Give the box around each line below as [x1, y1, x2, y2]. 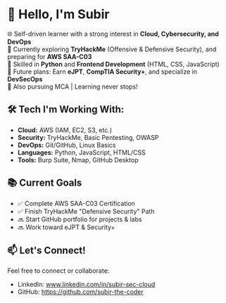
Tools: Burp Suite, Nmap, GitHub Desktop [17, 155, 139, 164]
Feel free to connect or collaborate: [7, 266, 110, 275]
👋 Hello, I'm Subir [7, 6, 111, 22]
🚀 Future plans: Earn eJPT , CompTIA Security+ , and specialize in [7, 67, 197, 76]
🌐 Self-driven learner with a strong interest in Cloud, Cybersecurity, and [7, 30, 220, 38]
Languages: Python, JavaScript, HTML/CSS [17, 148, 146, 157]
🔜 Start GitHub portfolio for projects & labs [17, 214, 142, 224]
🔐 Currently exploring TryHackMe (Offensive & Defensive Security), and [7, 45, 217, 53]
